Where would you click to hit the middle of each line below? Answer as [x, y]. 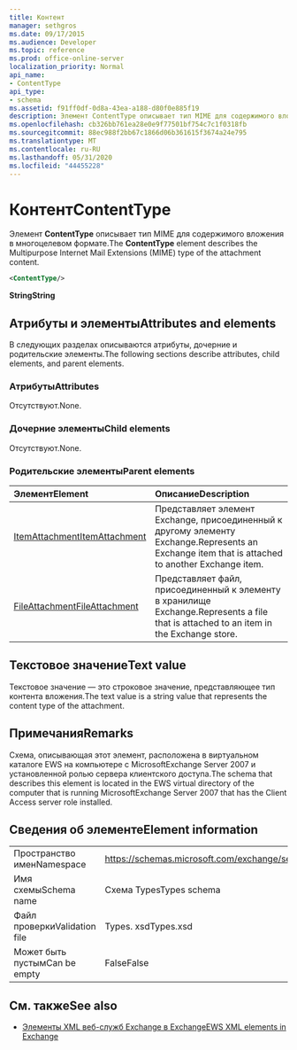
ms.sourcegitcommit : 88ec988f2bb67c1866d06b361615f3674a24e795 [128, 133]
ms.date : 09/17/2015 [47, 34]
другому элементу [195, 531]
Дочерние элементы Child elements [90, 429]
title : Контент [37, 17]
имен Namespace [50, 865]
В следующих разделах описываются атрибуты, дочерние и [123, 345]
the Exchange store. [196, 634]
